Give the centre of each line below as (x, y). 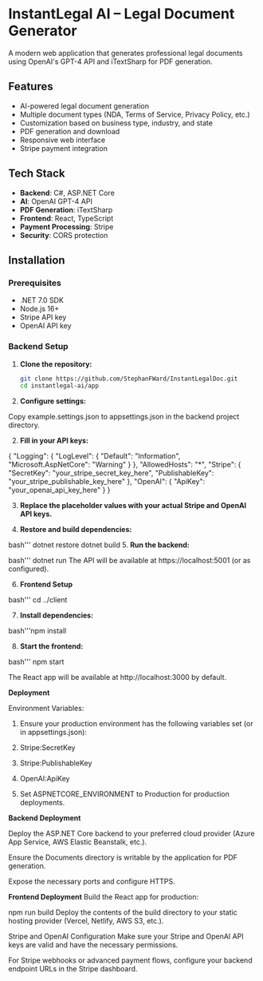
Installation (37, 260)
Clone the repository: (56, 363)
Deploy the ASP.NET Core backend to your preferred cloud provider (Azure (131, 834)
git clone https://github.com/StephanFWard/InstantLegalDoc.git (129, 379)
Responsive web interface (63, 140)
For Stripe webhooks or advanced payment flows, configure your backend (130, 960)
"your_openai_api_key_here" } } (59, 490)
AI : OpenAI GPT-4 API (56, 201)
